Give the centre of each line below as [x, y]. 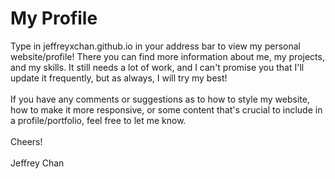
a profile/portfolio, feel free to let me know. [98, 120]
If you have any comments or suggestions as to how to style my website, [160, 99]
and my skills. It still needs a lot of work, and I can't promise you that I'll [157, 67]
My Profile [54, 18]
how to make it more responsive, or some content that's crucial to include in [166, 109]
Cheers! [26, 141]
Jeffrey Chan [37, 163]
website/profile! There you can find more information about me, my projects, [167, 56]
